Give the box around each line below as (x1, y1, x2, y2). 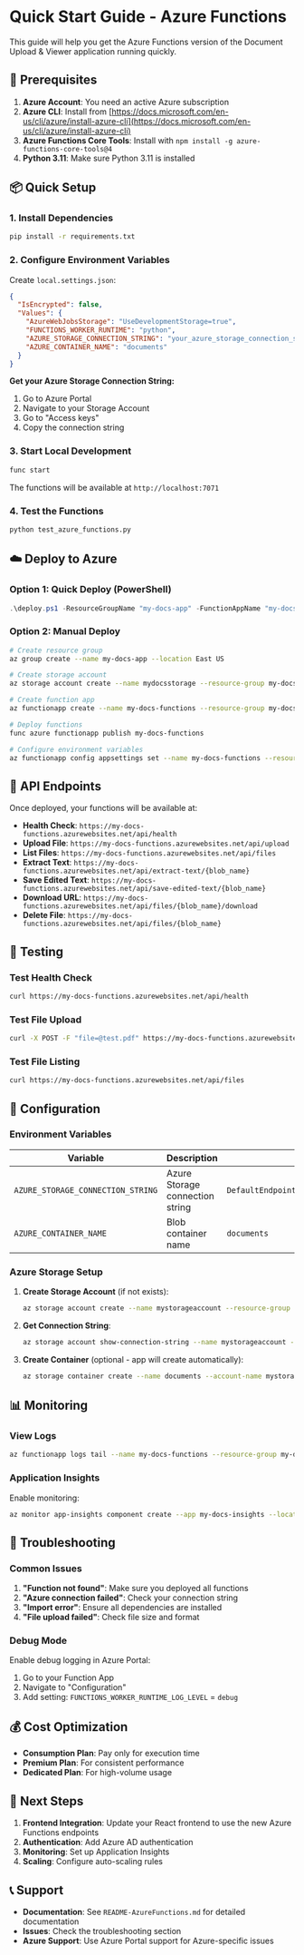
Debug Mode (9, 1635, 68, 1647)
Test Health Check (9, 971, 92, 983)
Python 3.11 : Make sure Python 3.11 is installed (22, 152, 195, 163)
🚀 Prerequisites (9, 73, 98, 88)
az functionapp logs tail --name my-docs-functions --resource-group (9, 1450, 278, 1460)
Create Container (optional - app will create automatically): (22, 1354, 244, 1364)
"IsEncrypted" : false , (17, 300, 103, 309)
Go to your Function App (22, 1672, 115, 1684)
